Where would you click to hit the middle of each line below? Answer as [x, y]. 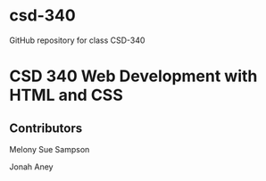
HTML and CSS [66, 95]
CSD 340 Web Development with [133, 76]
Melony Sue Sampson [50, 149]
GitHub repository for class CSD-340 [77, 40]
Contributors [46, 128]
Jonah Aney [31, 167]
